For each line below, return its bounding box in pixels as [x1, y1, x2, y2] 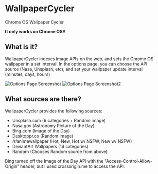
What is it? [5, 43, 38, 51]
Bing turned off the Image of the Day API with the [5, 158, 104, 164]
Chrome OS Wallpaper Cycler [5, 19, 64, 25]
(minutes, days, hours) [5, 71, 50, 77]
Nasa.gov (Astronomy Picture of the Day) [12, 123, 95, 129]
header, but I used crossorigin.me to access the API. [20, 163, 125, 169]
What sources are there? [5, 95, 82, 103]
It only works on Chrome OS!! [5, 28, 66, 34]
